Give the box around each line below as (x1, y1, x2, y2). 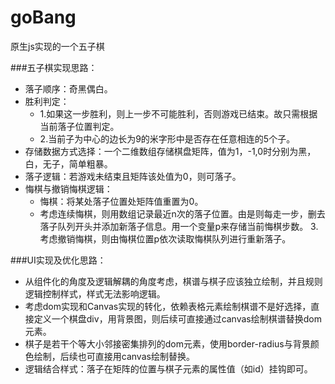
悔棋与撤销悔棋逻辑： (24, 182, 113, 195)
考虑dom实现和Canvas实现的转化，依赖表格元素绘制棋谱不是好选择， (24, 300, 312, 312)
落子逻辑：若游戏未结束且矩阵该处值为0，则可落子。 (24, 170, 242, 182)
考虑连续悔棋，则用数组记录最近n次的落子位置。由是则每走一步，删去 (39, 207, 326, 220)
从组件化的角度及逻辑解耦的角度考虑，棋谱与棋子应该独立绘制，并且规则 (24, 275, 323, 287)
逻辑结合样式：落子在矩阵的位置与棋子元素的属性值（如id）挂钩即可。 (24, 362, 313, 375)
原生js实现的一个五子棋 (10, 40, 105, 52)
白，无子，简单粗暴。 (24, 157, 113, 170)
